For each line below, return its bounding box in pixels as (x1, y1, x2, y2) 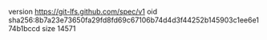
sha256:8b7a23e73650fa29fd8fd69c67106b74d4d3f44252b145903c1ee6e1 (8, 15, 259, 25)
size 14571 (42, 24, 76, 33)
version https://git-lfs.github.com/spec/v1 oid (8, 7, 158, 16)
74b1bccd (8, 24, 41, 33)
